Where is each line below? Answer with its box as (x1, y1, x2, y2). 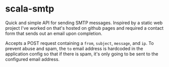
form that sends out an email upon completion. (5, 30, 102, 36)
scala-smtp (5, 3, 54, 15)
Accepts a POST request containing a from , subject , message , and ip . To (5, 40, 154, 46)
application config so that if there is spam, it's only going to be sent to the (5, 51, 158, 57)
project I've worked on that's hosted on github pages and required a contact (5, 25, 164, 31)
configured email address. (5, 56, 60, 62)
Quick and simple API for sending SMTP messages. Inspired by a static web (5, 20, 163, 26)
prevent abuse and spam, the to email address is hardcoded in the (5, 45, 143, 51)
